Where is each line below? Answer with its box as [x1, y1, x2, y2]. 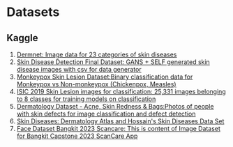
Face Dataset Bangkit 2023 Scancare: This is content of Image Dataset [16, 125, 221, 132]
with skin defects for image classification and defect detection [16, 109, 196, 118]
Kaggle [6, 32, 39, 44]
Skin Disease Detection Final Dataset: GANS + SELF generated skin [16, 58, 210, 66]
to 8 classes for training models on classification [16, 95, 156, 103]
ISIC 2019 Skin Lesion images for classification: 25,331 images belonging [16, 88, 226, 95]
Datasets [6, 4, 60, 20]
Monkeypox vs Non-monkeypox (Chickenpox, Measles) [16, 80, 176, 88]
